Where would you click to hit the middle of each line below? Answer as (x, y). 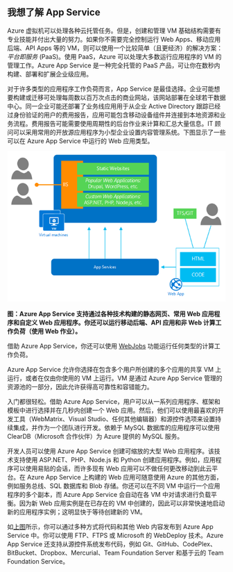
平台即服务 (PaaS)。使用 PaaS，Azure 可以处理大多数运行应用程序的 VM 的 (114, 56)
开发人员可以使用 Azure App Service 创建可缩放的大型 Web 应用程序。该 (111, 451)
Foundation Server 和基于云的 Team (172, 553)
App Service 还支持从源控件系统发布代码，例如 (74, 544)
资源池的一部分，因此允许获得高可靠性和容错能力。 (80, 386)
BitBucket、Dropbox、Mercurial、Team (63, 553)
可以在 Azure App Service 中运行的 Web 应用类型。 (80, 140)
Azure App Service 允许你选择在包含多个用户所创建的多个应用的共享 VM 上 (114, 369)
